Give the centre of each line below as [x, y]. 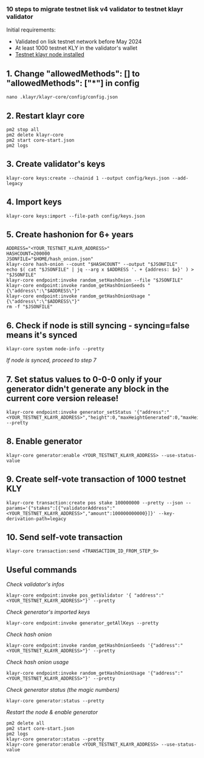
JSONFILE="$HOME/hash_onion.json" [50, 259]
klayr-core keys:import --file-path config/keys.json [76, 216]
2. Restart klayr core [46, 116]
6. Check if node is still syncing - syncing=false [98, 326]
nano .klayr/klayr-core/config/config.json [62, 97]
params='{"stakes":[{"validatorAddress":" [61, 508]
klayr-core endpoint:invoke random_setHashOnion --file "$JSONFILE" [95, 280]
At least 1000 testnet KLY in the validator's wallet [76, 48]
